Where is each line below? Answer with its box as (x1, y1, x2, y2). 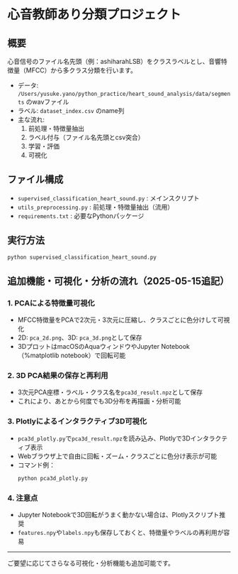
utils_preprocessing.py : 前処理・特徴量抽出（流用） (17, 202, 174, 211)
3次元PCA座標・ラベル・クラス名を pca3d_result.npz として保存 (17, 388, 203, 396)
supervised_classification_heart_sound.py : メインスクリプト (17, 193, 200, 202)
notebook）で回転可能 (60, 351, 126, 359)
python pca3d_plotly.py (17, 475, 89, 482)
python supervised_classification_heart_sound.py (7, 254, 157, 261)
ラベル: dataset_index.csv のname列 (17, 107, 125, 114)
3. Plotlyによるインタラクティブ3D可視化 (7, 416, 147, 426)
